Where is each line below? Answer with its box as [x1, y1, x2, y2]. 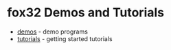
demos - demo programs [16, 27, 88, 36]
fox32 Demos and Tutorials [7, 5, 165, 21]
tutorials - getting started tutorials [16, 34, 113, 42]
